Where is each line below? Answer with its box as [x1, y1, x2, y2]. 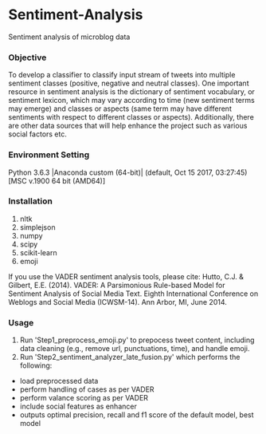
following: [19, 361, 53, 370]
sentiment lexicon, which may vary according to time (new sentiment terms [8, 96, 255, 105]
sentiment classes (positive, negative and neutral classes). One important [8, 78, 249, 89]
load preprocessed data [19, 377, 99, 386]
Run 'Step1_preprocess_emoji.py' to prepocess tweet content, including [19, 335, 255, 345]
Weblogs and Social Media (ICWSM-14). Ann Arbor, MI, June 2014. [8, 297, 227, 306]
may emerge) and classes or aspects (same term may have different [8, 104, 233, 113]
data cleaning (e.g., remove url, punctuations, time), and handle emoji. [19, 344, 250, 353]
